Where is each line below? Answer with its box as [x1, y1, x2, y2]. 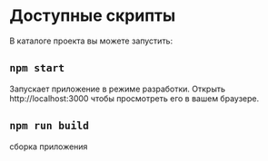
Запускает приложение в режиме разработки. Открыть [9, 83, 225, 94]
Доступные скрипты [9, 5, 176, 26]
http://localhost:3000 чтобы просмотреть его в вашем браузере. [9, 92, 260, 104]
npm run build [9, 119, 89, 132]
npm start [9, 62, 65, 75]
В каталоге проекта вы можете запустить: [9, 35, 174, 46]
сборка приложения [9, 141, 88, 152]
